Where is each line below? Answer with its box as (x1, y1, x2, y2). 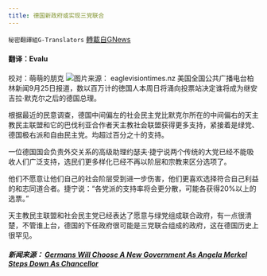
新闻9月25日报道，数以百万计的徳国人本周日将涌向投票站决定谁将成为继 (14, 83, 251, 92)
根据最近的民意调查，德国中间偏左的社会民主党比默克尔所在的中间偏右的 (8, 110, 245, 119)
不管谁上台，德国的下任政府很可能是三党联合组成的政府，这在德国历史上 (21, 220, 259, 230)
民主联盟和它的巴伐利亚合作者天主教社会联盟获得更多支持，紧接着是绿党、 (14, 120, 259, 130)
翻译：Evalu (8, 54, 48, 64)
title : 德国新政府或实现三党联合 (8, 11, 105, 20)
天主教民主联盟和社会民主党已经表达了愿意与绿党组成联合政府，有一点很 (8, 210, 245, 220)
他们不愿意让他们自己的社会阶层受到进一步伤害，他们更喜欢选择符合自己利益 (8, 173, 259, 183)
